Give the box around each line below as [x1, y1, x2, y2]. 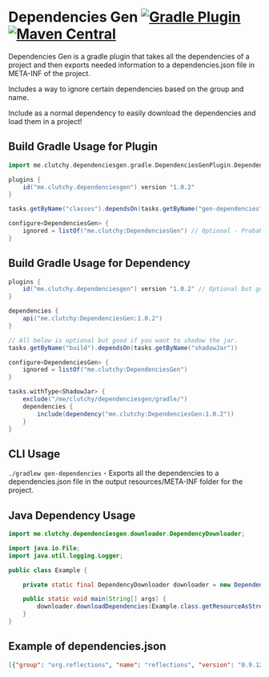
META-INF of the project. [8, 68, 90, 78]
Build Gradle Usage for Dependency [8, 256, 191, 270]
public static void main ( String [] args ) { [22, 595, 167, 603]
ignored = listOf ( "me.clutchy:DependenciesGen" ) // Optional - [22, 227, 239, 235]
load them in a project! [8, 116, 82, 126]
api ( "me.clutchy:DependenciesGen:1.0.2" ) [22, 315, 163, 323]
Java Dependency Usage [8, 509, 136, 522]
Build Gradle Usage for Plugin [8, 140, 158, 154]
